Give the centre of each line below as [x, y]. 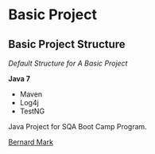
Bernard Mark [31, 142]
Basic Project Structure [67, 44]
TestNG [32, 111]
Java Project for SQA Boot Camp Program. [77, 126]
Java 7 [19, 79]
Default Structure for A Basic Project [68, 63]
